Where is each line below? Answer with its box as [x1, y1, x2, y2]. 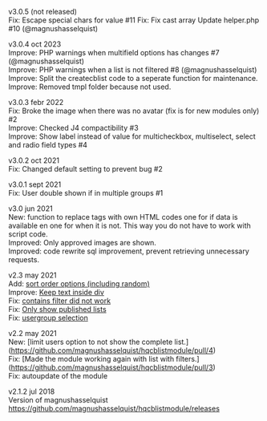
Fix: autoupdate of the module [8, 371, 108, 380]
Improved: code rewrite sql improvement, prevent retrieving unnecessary [8, 246, 250, 256]
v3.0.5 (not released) [8, 7, 78, 16]
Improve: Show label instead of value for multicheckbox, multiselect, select [8, 132, 257, 141]
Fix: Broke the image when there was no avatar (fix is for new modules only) [8, 106, 260, 115]
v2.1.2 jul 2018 [8, 387, 55, 396]
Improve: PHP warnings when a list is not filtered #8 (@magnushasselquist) [8, 65, 257, 75]
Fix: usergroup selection [8, 313, 88, 322]
